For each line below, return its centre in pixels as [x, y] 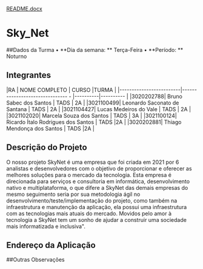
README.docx [24, 9]
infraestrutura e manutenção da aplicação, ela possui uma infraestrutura [97, 207]
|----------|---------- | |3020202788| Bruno [128, 96]
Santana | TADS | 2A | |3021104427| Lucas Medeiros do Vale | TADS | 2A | [99, 109]
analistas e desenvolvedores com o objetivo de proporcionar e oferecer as [99, 168]
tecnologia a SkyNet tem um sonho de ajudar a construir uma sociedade [96, 219]
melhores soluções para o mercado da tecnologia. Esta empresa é [89, 175]
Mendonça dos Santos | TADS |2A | [51, 128]
